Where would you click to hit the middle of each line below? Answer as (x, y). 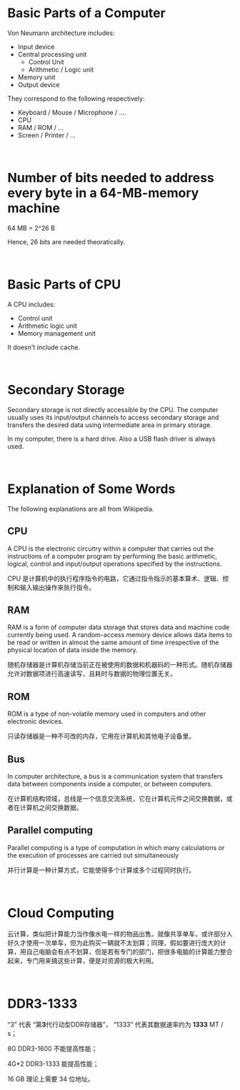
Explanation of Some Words (91, 489)
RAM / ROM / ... (41, 127)
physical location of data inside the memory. (72, 650)
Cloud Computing (61, 913)
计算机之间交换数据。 (51, 807)
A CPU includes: (31, 304)
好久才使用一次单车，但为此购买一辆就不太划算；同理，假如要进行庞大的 (114, 942)
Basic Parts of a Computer (86, 13)
